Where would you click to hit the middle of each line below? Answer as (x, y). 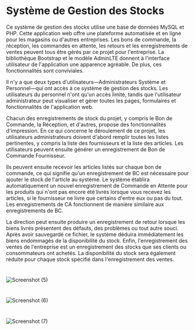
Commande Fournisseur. (36, 155)
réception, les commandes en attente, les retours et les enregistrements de (97, 46)
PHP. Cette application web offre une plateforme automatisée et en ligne (94, 33)
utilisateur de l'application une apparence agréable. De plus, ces (84, 64)
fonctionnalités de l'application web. (50, 107)
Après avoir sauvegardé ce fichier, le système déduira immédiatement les (95, 234)
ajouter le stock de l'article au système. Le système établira (78, 179)
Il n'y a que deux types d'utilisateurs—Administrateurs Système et (86, 82)
